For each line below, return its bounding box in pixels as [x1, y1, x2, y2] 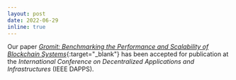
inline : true [7, 23, 46, 30]
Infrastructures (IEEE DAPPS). [7, 65, 94, 74]
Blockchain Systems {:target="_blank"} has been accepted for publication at [7, 50, 229, 58]
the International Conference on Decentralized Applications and [7, 58, 195, 66]
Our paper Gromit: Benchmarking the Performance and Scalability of [7, 43, 209, 51]
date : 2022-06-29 [7, 17, 59, 24]
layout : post [7, 10, 46, 18]
